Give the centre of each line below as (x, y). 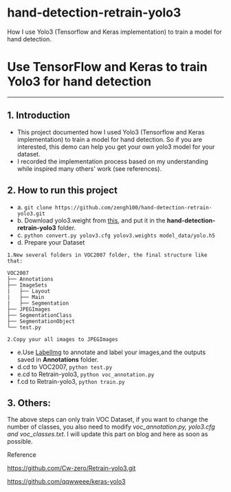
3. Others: (29, 403)
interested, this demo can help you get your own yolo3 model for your (116, 147)
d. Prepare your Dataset (51, 242)
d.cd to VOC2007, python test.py (65, 367)
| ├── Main (26, 297)
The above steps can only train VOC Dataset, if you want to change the (108, 420)
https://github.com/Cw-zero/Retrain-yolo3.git (71, 468)
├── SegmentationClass (40, 315)
